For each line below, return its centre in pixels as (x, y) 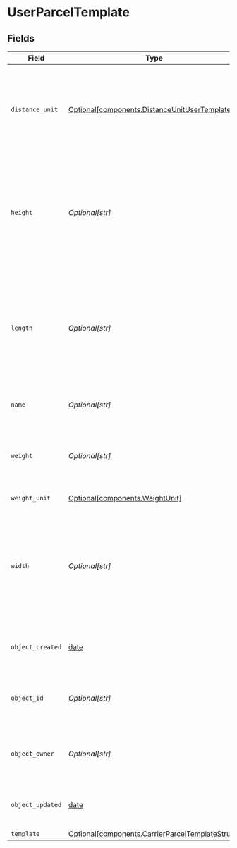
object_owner (33, 754)
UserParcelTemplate (69, 12)
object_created (36, 647)
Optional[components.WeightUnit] (125, 498)
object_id (27, 698)
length (22, 328)
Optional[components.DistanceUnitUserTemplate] (151, 110)
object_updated (36, 805)
